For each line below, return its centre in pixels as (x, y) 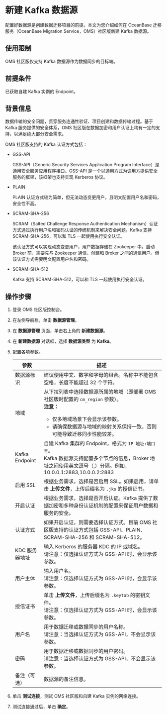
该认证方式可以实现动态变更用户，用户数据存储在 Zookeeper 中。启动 (83, 247)
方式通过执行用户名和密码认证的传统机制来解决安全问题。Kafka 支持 (82, 230)
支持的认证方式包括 (76, 530)
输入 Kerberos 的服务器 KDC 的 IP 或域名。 (93, 547)
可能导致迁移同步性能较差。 (84, 434)
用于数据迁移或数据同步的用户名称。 (86, 627)
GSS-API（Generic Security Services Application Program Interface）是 (86, 165)
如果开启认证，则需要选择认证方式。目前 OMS (98, 522)
